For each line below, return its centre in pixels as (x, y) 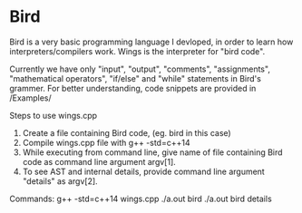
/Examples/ (30, 98)
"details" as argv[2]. (60, 181)
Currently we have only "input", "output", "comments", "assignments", (140, 69)
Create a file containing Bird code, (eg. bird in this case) (127, 132)
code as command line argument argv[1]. (99, 161)
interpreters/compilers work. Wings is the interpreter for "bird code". (137, 51)
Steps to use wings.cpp (54, 115)
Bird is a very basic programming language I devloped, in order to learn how (151, 42)
